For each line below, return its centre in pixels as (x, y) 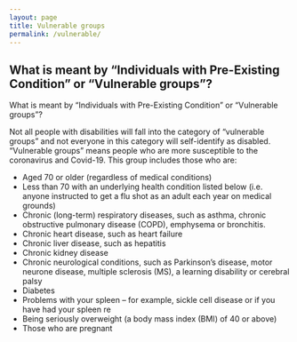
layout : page (33, 17)
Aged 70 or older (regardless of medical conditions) (117, 178)
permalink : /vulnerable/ (55, 34)
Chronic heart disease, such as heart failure (102, 234)
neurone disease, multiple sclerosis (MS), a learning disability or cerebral (156, 272)
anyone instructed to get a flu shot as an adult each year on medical (147, 196)
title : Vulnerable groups (57, 26)
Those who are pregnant (67, 329)
